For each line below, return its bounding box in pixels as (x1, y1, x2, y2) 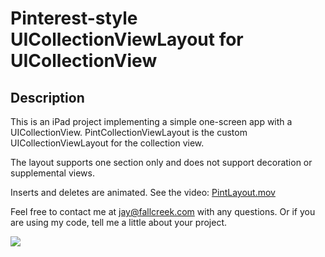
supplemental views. (10, 167, 95, 179)
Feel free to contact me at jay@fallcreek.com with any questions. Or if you (10, 206, 316, 217)
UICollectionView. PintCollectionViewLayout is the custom (10, 127, 248, 138)
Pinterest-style (10, 7, 138, 30)
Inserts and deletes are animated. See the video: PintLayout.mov (10, 187, 276, 198)
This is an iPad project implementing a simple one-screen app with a (10, 116, 293, 127)
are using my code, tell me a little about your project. (10, 217, 228, 228)
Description (10, 89, 85, 106)
